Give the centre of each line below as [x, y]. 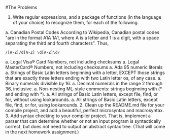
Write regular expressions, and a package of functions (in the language [87, 17]
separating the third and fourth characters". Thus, [57, 43]
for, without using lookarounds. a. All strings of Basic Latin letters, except [82, 99]
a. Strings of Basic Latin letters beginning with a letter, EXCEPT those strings [85, 73]
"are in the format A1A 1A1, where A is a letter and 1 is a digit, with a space [82, 38]
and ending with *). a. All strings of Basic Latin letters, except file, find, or [82, 94]
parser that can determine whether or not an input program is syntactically [83, 121]
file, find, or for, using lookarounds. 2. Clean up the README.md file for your [85, 105]
